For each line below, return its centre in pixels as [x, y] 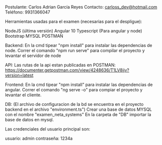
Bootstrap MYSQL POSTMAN [34, 36]
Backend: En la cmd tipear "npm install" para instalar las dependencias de [79, 45]
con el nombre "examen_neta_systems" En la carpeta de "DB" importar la [78, 115]
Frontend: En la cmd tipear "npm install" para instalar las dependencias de [79, 85]
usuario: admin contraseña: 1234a [39, 138]
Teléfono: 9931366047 [28, 12]
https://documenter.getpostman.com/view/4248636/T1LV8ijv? [67, 70]
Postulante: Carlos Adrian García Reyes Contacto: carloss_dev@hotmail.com [81, 7]
